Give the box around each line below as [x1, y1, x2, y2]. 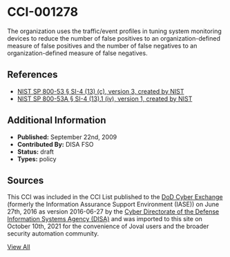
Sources [7, 174, 44, 186]
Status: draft [17, 147, 54, 156]
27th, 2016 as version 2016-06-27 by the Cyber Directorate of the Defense [7, 207, 220, 216]
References [7, 69, 58, 81]
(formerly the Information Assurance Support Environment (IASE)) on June [7, 201, 220, 209]
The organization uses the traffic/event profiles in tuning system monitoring [7, 27, 222, 35]
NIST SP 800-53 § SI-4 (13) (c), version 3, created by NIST [17, 87, 184, 95]
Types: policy [17, 154, 57, 163]
